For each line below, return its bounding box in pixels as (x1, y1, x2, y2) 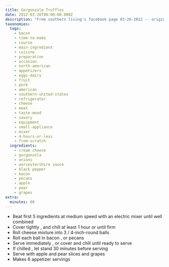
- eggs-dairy (14, 73, 42, 78)
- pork (14, 82, 28, 87)
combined (12, 219, 34, 225)
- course (14, 40, 33, 45)
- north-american (14, 63, 51, 69)
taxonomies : (5, 21, 30, 27)
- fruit (14, 78, 30, 83)
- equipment (14, 119, 39, 125)
